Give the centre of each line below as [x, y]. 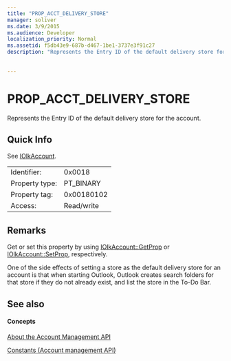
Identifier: [26, 172]
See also [26, 304]
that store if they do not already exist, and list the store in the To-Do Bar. [109, 282]
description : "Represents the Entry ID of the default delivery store [110, 52]
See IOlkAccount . [32, 156]
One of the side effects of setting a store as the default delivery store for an [114, 268]
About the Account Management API [59, 337]
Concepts [21, 322]
